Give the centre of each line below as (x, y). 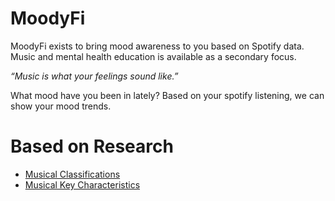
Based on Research (92, 146)
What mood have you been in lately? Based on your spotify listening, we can (167, 95)
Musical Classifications (72, 174)
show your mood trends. (61, 106)
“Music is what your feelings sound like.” (94, 76)
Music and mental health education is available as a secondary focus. (153, 56)
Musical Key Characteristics (82, 184)
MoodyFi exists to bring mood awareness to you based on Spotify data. (157, 46)
